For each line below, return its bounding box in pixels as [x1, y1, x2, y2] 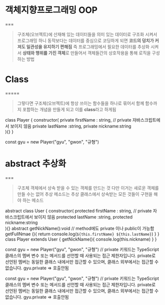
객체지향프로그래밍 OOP [5, 4, 98, 16]
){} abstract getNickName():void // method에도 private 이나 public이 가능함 [5, 225, 154, 231]
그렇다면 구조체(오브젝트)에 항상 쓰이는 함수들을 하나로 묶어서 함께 [17, 100, 144, 106]
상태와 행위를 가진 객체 [22, 50, 66, 56]
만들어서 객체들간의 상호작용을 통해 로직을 [70, 50, 151, 56]
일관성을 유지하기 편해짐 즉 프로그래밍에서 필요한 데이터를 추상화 [26, 44, 150, 49]
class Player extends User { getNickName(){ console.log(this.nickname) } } [5, 236, 157, 242]
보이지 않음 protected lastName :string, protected [34, 214, 133, 220]
